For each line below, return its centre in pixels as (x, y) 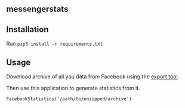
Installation (27, 29)
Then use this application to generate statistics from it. (73, 88)
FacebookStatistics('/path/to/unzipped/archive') (69, 99)
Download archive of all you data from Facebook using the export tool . (93, 77)
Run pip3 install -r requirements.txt (55, 44)
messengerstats (37, 9)
